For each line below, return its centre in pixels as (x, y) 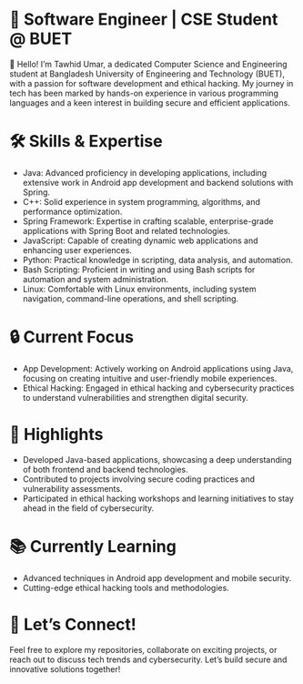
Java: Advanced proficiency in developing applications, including (145, 172)
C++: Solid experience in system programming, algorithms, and (141, 201)
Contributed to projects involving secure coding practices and (139, 479)
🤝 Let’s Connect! (73, 624)
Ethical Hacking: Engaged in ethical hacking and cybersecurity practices (158, 388)
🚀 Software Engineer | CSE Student (144, 20)
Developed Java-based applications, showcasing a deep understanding (157, 459)
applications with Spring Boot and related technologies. (126, 230)
